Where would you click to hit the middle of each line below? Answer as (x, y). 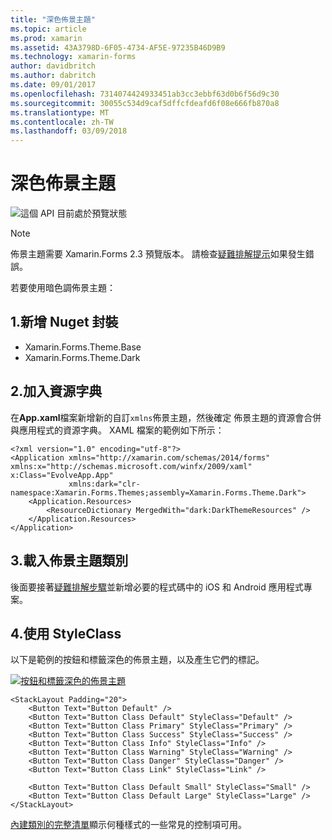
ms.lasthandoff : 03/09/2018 (69, 131)
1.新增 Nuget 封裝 (64, 322)
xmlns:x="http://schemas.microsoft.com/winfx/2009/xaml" (131, 466)
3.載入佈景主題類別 (69, 561)
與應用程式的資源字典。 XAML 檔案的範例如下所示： (117, 430)
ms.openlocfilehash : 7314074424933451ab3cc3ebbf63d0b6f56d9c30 (145, 94)
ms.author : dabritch (53, 76)
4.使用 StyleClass (66, 633)
